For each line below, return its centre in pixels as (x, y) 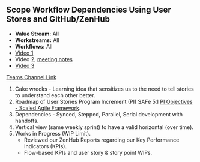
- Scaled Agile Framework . (48, 108)
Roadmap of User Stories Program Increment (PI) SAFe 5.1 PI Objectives (104, 101)
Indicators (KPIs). (45, 146)
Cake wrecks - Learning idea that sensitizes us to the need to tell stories (104, 89)
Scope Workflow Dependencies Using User (89, 10)
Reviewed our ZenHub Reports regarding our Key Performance (102, 140)
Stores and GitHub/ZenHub (58, 19)
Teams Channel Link (32, 77)
